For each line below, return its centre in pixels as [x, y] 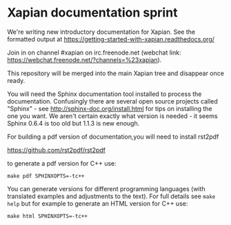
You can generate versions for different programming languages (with [106, 188]
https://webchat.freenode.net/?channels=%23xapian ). [84, 59]
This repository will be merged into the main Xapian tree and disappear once [115, 73]
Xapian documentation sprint [92, 13]
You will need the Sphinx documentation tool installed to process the [104, 94]
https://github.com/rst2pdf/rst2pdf [56, 150]
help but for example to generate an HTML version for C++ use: [98, 203]
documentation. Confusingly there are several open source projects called [113, 101]
